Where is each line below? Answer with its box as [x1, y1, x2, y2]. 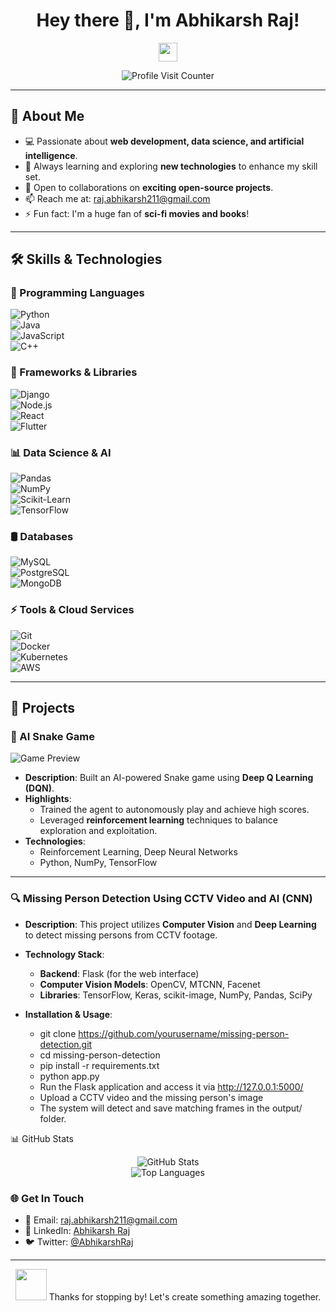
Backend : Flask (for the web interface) [39, 967, 200, 979]
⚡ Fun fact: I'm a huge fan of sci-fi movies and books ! [24, 207, 250, 219]
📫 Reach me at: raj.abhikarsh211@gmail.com [24, 192, 211, 204]
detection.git [39, 1038, 93, 1050]
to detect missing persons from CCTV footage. [24, 929, 218, 941]
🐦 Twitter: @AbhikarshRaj [24, 1235, 134, 1248]
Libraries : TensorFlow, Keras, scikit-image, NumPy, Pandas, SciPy [39, 989, 313, 1001]
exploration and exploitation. [39, 825, 158, 837]
